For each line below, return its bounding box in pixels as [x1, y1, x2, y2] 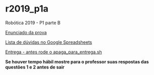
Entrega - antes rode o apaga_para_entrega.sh [5, 49, 102, 55]
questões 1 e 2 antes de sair [5, 64, 65, 70]
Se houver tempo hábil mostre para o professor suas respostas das [5, 58, 149, 64]
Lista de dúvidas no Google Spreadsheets [5, 39, 92, 45]
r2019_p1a [5, 3, 49, 15]
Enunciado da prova [5, 29, 47, 35]
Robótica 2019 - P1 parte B [5, 20, 61, 26]
